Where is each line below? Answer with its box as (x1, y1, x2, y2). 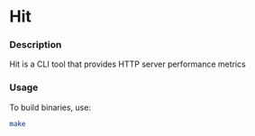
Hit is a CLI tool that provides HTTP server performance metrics (9, 59, 246, 69)
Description (9, 39, 62, 51)
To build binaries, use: (9, 102, 92, 113)
